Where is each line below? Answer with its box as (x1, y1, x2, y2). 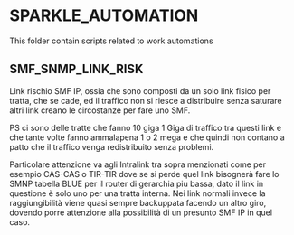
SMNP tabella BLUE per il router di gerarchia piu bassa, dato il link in (9, 178, 264, 189)
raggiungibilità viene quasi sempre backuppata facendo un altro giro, (9, 197, 267, 208)
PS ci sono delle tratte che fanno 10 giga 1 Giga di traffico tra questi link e (9, 122, 282, 133)
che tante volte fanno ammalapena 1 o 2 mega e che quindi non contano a (9, 132, 285, 143)
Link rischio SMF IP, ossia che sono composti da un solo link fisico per (9, 85, 271, 96)
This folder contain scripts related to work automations (9, 35, 214, 46)
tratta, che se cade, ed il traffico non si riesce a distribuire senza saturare (9, 95, 282, 106)
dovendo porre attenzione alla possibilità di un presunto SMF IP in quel (9, 207, 273, 218)
